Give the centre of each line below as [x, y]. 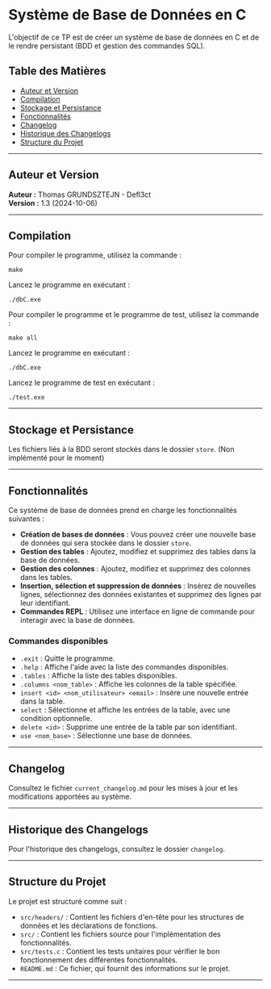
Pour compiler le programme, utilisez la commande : [95, 255]
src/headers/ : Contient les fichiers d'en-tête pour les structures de [132, 916]
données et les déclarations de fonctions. [89, 925]
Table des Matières [57, 71]
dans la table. [42, 701]
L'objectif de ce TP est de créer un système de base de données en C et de [134, 37]
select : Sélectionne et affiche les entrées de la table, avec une [125, 710]
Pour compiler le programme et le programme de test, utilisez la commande [134, 315]
